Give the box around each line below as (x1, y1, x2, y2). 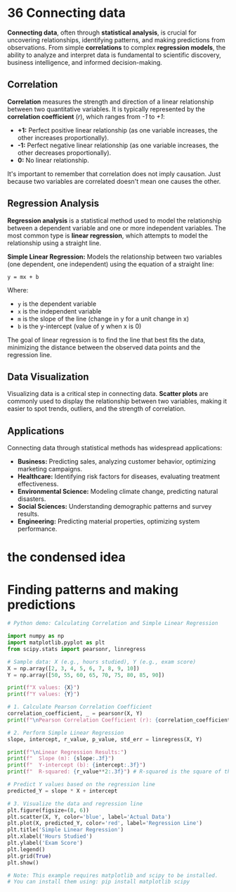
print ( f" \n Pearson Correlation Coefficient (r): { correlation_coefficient (7, 717, 231, 724)
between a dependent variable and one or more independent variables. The (7, 223, 226, 232)
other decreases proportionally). (17, 148, 112, 156)
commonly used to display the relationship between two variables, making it (7, 397, 227, 406)
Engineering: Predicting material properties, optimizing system (17, 517, 200, 526)
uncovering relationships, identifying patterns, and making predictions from (7, 35, 225, 44)
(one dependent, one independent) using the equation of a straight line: (7, 259, 214, 268)
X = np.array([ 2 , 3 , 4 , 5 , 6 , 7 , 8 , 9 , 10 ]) (7, 664, 140, 672)
